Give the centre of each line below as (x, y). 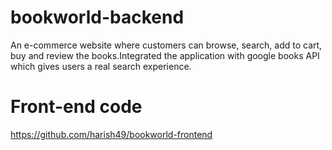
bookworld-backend (97, 17)
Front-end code (76, 107)
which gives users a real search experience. (101, 66)
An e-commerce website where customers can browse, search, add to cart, (166, 45)
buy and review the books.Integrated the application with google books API (165, 55)
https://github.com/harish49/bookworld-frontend (111, 134)
